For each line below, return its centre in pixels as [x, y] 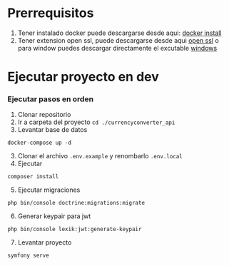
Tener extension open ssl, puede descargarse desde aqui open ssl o [118, 40]
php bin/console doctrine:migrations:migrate [76, 203]
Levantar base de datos [52, 130]
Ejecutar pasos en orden [51, 99]
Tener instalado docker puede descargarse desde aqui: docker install [119, 33]
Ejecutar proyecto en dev [83, 77]
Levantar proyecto [45, 242]
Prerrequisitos [51, 13]
